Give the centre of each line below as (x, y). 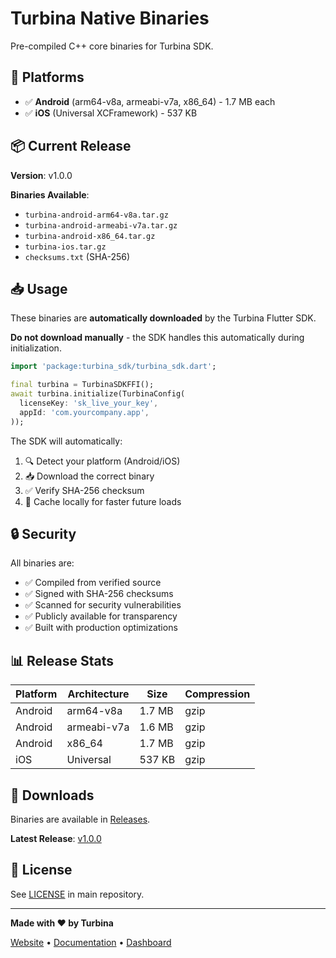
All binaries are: (42, 563)
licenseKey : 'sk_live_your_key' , (89, 403)
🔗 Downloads (52, 795)
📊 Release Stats (62, 660)
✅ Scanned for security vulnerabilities (103, 605)
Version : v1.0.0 (41, 175)
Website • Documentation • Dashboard (91, 942)
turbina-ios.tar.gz (65, 247)
